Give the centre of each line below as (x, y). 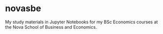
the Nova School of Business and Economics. (51, 27)
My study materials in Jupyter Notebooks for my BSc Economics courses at (81, 22)
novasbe (23, 8)
